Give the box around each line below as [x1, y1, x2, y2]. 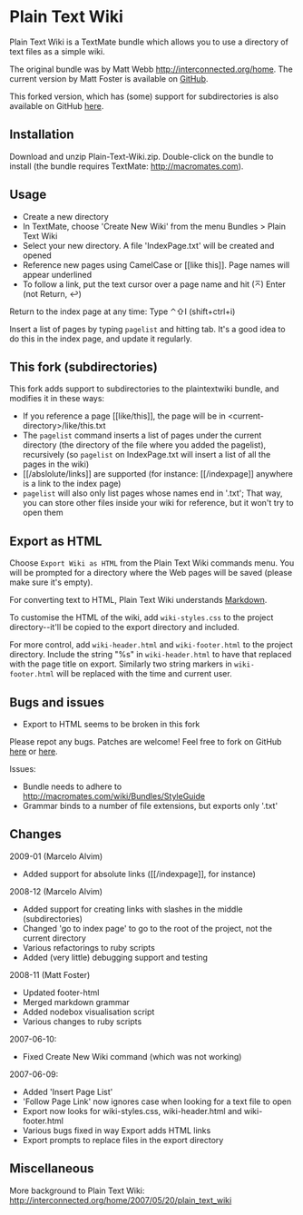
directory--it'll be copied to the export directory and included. [9, 622, 240, 633]
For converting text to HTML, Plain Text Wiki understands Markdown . [9, 595, 268, 606]
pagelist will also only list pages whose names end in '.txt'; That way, [22, 488, 283, 499]
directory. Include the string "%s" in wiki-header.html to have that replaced [9, 649, 292, 660]
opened [22, 250, 52, 261]
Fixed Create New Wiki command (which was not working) [22, 1051, 242, 1062]
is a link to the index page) [22, 479, 122, 489]
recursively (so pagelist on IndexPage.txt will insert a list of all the [22, 449, 271, 460]
